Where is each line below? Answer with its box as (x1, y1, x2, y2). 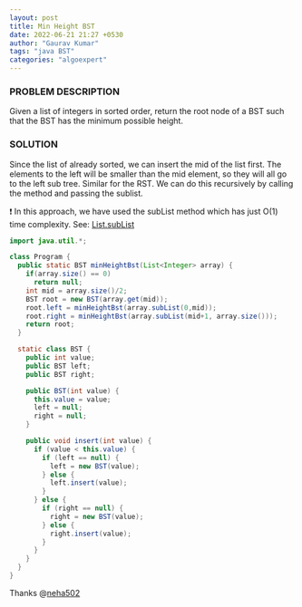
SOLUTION (9, 138, 59, 150)
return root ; (25, 320, 75, 329)
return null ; (33, 278, 83, 287)
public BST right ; (25, 370, 95, 379)
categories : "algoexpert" (9, 55, 107, 64)
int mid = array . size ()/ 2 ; (25, 286, 128, 295)
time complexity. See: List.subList (9, 218, 135, 229)
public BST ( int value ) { (25, 386, 120, 395)
